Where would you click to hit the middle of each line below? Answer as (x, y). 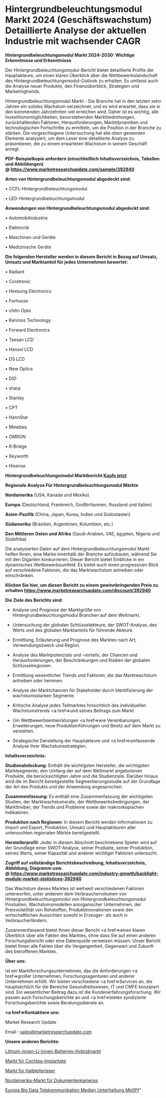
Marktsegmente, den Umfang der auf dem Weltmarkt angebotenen (74, 770)
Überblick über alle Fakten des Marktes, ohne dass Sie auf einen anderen (81, 935)
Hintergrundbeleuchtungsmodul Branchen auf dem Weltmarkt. (77, 615)
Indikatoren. (17, 812)
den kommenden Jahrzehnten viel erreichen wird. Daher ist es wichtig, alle (82, 112)
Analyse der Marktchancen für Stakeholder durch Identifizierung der (83, 690)
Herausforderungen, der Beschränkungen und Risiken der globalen (81, 660)
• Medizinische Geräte (28, 247)
